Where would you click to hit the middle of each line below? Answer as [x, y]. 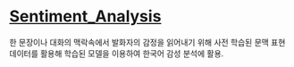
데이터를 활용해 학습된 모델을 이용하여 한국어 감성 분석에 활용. [117, 53]
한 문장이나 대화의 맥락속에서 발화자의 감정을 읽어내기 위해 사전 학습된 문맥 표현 [147, 42]
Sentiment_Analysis [85, 17]
